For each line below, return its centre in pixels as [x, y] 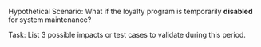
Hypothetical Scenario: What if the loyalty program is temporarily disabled [130, 11]
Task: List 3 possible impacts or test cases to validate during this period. [127, 35]
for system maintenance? [50, 20]
